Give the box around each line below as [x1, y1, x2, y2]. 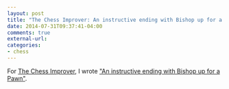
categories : [7, 42, 41, 49]
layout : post [7, 10, 45, 17]
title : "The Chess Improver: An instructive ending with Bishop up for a [7, 16, 223, 23]
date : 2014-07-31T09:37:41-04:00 [7, 23, 103, 29]
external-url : [7, 36, 48, 42]
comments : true [7, 29, 51, 36]
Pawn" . [7, 74, 27, 82]
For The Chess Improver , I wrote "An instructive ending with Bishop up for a [7, 66, 221, 75]
